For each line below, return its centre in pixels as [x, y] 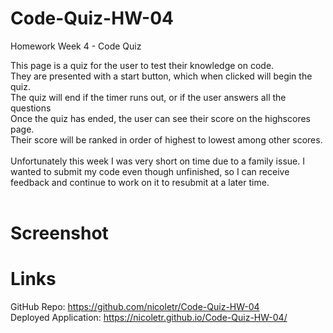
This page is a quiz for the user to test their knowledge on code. [142, 65]
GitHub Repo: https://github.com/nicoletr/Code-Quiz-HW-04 [135, 307]
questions [31, 108]
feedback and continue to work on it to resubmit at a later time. [140, 182]
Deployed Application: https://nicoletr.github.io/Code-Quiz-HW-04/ [149, 318]
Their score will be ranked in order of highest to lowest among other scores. [166, 139]
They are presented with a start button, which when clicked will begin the [161, 76]
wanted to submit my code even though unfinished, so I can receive [150, 171]
